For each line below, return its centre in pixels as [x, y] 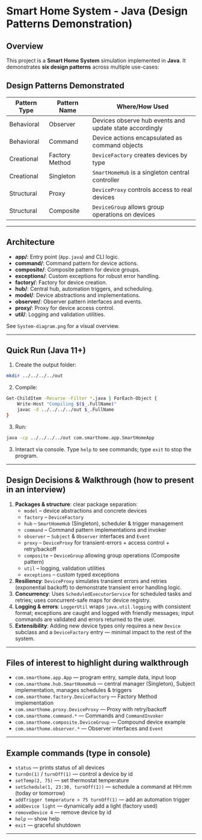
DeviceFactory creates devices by [140, 155]
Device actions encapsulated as [137, 138]
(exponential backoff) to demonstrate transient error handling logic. [98, 587]
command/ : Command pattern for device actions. [76, 263]
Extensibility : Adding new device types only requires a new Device [98, 625]
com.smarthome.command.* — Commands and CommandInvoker [89, 716]
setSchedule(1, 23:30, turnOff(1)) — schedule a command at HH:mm [103, 787]
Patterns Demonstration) [69, 24]
